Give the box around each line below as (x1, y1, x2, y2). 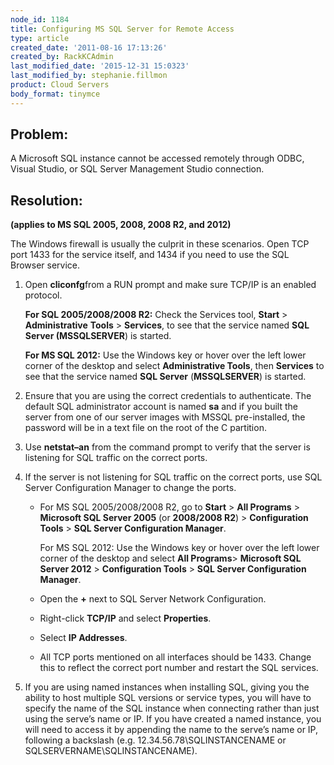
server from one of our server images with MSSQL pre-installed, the (24, 411, 306, 423)
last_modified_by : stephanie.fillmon (10, 71, 168, 81)
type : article (10, 33, 70, 43)
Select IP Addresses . (39, 632, 128, 644)
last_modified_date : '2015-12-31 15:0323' (10, 61, 190, 71)
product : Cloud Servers (10, 80, 110, 90)
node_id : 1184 (10, 14, 70, 25)
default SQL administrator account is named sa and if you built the (24, 401, 298, 413)
